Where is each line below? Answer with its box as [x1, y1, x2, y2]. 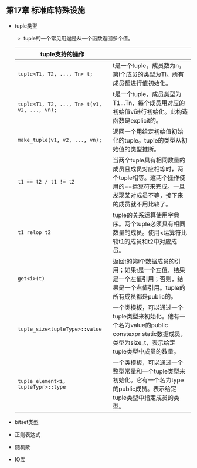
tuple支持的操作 [40, 50, 85, 58]
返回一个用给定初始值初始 [112, 127, 184, 135]
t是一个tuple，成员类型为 [112, 90, 182, 98]
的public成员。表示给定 [112, 385, 177, 393]
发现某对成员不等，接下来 [112, 191, 184, 199]
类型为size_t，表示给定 [112, 338, 176, 347]
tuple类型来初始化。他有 [112, 312, 180, 320]
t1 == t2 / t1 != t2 [17, 178, 75, 185]
